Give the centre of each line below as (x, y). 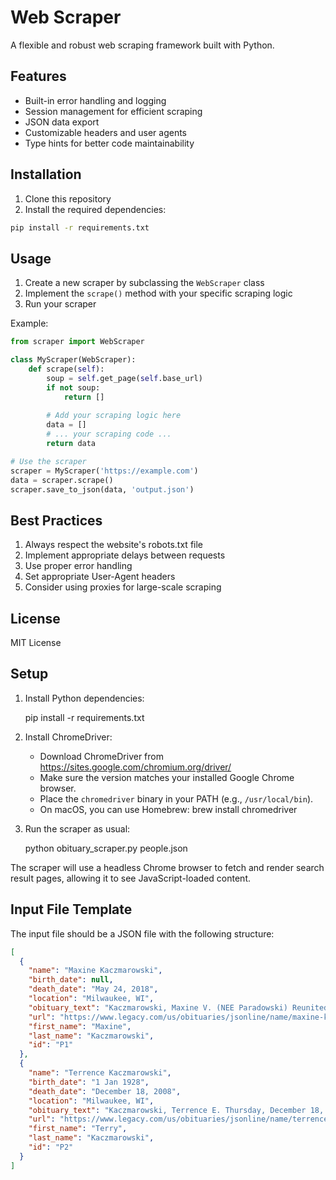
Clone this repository (68, 198)
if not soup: (73, 387)
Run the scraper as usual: (77, 828)
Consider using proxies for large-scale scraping (123, 587)
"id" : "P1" (51, 1045)
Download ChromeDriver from (101, 756)
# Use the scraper (48, 461)
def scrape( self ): (66, 369)
